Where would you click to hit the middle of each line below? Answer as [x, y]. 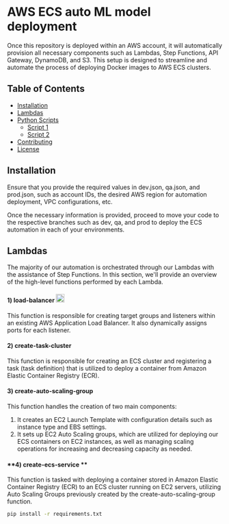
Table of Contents [46, 89]
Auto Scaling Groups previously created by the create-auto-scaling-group [111, 495]
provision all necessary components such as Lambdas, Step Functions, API [113, 53]
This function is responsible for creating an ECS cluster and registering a [109, 361]
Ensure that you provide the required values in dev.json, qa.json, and [104, 187]
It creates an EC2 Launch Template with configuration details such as [114, 419]
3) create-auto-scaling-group [50, 391]
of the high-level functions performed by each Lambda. [85, 282]
